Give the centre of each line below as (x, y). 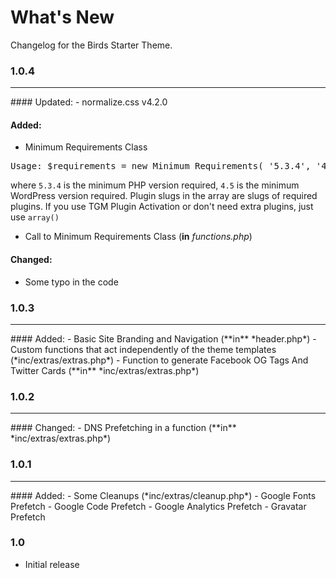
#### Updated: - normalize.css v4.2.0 (89, 102)
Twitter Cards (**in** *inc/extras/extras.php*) (105, 370)
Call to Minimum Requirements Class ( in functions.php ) (138, 237)
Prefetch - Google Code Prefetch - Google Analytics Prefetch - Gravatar (158, 506)
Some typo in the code (71, 282)
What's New (62, 17)
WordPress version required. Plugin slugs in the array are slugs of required (164, 196)
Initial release (52, 564)
